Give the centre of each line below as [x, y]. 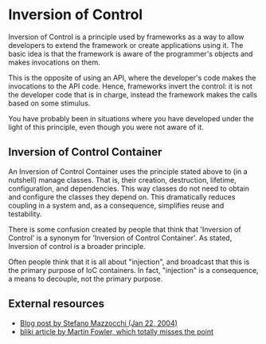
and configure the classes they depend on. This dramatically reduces [122, 196]
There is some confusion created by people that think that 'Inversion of [125, 229]
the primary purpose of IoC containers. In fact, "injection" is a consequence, [133, 270]
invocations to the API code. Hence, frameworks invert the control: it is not [131, 86]
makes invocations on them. [55, 62]
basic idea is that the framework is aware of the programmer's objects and [131, 53]
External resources [57, 304]
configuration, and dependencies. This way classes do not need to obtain [129, 188]
